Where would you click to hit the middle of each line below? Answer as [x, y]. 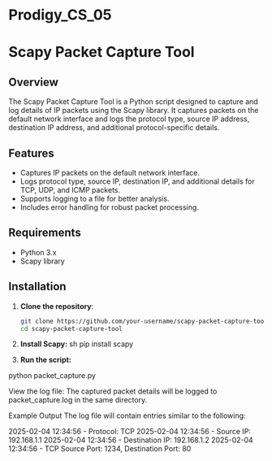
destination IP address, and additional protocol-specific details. [114, 128]
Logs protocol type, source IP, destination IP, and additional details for [137, 181]
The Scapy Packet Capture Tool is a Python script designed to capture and [133, 102]
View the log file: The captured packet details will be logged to [113, 391]
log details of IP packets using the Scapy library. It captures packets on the [134, 111]
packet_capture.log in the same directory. [78, 400]
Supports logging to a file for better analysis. [95, 198]
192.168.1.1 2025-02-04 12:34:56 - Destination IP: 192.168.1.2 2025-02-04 [131, 440]
